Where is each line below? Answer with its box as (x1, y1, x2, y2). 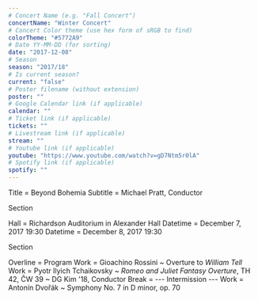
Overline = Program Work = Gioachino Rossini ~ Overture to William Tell (8, 258, 243, 267)
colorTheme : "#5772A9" (8, 33, 83, 42)
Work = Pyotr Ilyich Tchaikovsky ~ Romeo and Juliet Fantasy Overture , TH (8, 266, 251, 275)
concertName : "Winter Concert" (8, 19, 112, 27)
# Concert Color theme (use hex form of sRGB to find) (8, 26, 193, 34)
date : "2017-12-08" (8, 48, 73, 56)
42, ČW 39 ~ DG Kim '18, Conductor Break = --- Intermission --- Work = (8, 275, 244, 283)
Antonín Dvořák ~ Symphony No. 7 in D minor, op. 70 (8, 283, 180, 292)
